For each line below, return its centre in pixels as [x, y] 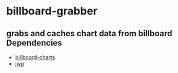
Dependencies [34, 43]
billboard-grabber [52, 11]
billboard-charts [35, 57]
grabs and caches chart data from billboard [89, 33]
